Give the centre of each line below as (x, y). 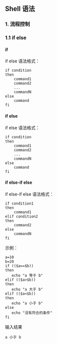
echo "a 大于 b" (27, 289)
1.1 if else (16, 38)
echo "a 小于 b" (27, 303)
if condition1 (19, 203)
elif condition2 (21, 216)
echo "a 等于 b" (27, 275)
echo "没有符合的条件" (32, 313)
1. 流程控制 (18, 24)
